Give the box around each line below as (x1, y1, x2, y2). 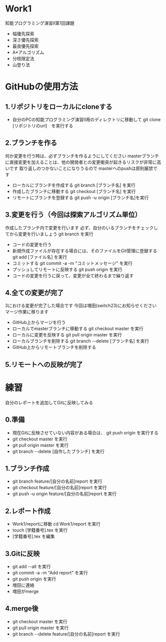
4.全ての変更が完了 (5, 288, 64, 297)
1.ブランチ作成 (5, 464, 50, 473)
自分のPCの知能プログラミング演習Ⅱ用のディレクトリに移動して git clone (12, 116, 161, 122)
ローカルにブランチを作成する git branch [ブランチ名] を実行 (12, 182, 136, 188)
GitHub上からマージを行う (12, 320, 66, 325)
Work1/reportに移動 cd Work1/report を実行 (12, 521, 101, 527)
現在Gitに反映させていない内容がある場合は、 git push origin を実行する (12, 429, 159, 435)
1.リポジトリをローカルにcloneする (5, 103, 112, 111)
